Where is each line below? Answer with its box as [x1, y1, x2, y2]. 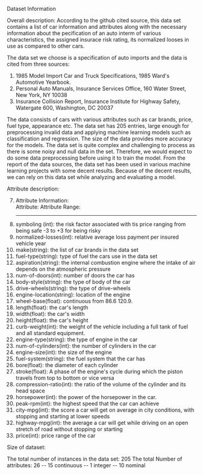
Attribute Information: [15, 197, 69, 204]
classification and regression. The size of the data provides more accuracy [7, 135, 192, 142]
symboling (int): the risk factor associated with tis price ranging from [15, 221, 186, 228]
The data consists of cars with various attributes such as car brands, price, [7, 116, 193, 123]
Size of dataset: [7, 444, 46, 451]
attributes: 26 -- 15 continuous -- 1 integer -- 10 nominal [7, 462, 146, 469]
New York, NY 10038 [15, 92, 68, 98]
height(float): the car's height [15, 316, 89, 324]
